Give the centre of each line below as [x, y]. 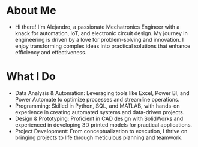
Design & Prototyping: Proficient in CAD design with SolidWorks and [99, 118]
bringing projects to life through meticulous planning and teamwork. [99, 137]
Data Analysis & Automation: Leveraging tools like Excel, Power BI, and [102, 93]
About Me [31, 10]
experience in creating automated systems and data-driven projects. [100, 112]
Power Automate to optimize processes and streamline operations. [97, 99]
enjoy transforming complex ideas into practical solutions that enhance [103, 46]
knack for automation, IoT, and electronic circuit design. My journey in [101, 33]
